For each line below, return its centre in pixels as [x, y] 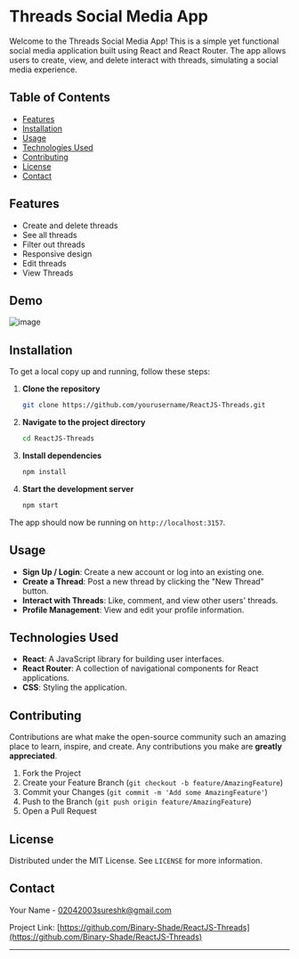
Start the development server [78, 488]
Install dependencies [62, 455]
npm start [40, 505]
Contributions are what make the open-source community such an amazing [148, 737]
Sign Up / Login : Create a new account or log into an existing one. [143, 571]
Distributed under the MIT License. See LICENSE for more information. [136, 860]
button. [35, 591]
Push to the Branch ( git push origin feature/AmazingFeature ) [137, 802]
